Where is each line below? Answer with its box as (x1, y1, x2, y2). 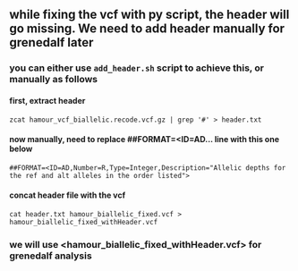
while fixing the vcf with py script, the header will (9, 7, 290, 22)
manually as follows (9, 73, 98, 86)
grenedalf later (9, 35, 94, 50)
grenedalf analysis (9, 250, 92, 262)
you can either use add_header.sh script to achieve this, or (9, 62, 264, 74)
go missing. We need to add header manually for (9, 21, 285, 37)
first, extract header (9, 95, 86, 106)
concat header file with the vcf (9, 190, 126, 200)
